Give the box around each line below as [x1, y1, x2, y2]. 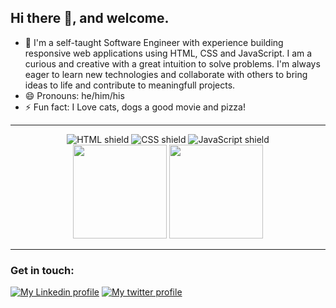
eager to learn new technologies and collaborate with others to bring [24, 68, 308, 80]
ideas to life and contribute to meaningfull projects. [24, 79, 236, 91]
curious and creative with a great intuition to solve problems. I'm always [24, 57, 321, 70]
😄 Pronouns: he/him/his [24, 89, 125, 101]
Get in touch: [10, 263, 75, 277]
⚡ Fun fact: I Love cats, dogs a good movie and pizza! [24, 101, 246, 113]
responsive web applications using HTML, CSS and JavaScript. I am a [24, 47, 313, 59]
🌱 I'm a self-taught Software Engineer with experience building [24, 36, 284, 48]
